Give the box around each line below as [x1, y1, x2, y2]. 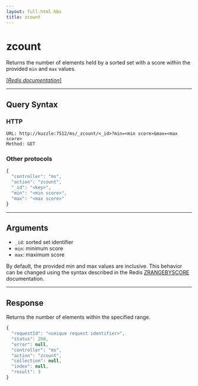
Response [6, 298, 44, 308]
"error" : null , [11, 341, 49, 348]
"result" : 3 [11, 369, 41, 375]
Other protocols [6, 155, 52, 163]
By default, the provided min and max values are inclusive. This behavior [6, 262, 183, 270]
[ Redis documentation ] [6, 77, 62, 84]
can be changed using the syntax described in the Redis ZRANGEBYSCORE [6, 269, 190, 276]
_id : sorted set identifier [14, 239, 74, 246]
